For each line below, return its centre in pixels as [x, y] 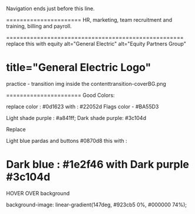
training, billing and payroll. [39, 26]
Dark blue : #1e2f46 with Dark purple [98, 165]
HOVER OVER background [38, 193]
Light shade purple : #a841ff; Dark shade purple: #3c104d [76, 118]
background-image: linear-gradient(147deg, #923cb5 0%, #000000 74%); [97, 205]
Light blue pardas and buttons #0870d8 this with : [67, 141]
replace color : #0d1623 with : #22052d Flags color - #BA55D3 [82, 106]
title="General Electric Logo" [79, 68]
